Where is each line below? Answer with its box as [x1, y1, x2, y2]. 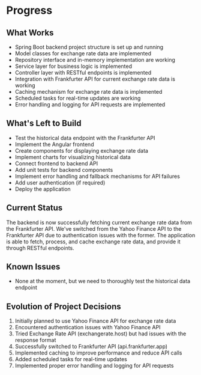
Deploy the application [14, 185, 71, 192]
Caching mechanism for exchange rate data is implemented [14, 88, 163, 95]
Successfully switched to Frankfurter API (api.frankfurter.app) [14, 343, 168, 350]
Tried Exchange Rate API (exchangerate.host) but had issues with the [14, 330, 187, 337]
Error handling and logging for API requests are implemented [14, 101, 166, 108]
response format [14, 337, 56, 344]
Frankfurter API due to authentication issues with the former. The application [6, 231, 196, 239]
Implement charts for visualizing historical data [14, 153, 131, 160]
